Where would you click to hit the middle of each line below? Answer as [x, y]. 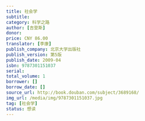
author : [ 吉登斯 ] [26, 28]
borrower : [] [22, 82]
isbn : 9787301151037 [31, 65]
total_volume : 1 [26, 76]
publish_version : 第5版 [34, 55]
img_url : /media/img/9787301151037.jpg [54, 98]
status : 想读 [21, 109]
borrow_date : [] [26, 87]
